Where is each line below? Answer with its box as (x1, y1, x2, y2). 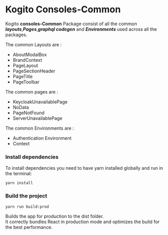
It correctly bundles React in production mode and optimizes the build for (5, 219, 160, 225)
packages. (5, 31, 28, 38)
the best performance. (5, 224, 53, 230)
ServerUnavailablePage (12, 115, 62, 121)
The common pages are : (5, 88, 58, 95)
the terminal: (5, 171, 32, 177)
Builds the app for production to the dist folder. (5, 213, 104, 219)
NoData (12, 104, 29, 110)
